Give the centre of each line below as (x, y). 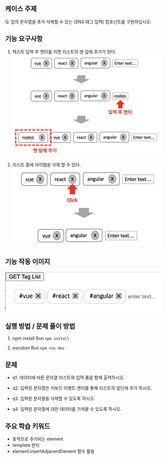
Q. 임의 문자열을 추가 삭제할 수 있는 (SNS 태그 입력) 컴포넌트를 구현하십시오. (78, 22)
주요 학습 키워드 (28, 426)
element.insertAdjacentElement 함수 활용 (53, 452)
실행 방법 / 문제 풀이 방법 (40, 326)
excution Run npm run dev (39, 348)
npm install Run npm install (41, 338)
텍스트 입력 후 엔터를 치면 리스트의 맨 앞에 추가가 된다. (64, 51)
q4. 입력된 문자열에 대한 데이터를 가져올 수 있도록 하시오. (67, 409)
